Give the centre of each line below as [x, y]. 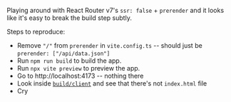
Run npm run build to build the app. [69, 61]
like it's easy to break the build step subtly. [70, 18]
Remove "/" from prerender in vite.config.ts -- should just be [109, 45]
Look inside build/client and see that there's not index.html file [112, 83]
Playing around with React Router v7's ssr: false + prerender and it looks [115, 10]
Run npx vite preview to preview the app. [78, 68]
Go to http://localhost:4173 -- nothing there [80, 76]
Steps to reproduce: [36, 32]
